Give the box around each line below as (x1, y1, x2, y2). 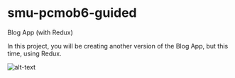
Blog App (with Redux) (7, 28, 73, 37)
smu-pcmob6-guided (7, 5, 137, 21)
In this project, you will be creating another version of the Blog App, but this (7, 41, 229, 50)
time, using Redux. (7, 49, 62, 58)
